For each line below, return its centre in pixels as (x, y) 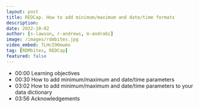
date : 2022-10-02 (28, 28)
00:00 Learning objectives (47, 73)
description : (22, 23)
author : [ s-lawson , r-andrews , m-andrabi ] (60, 34)
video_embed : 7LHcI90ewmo (38, 45)
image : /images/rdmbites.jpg (42, 39)
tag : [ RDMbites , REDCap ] (37, 51)
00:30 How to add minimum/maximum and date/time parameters (95, 79)
